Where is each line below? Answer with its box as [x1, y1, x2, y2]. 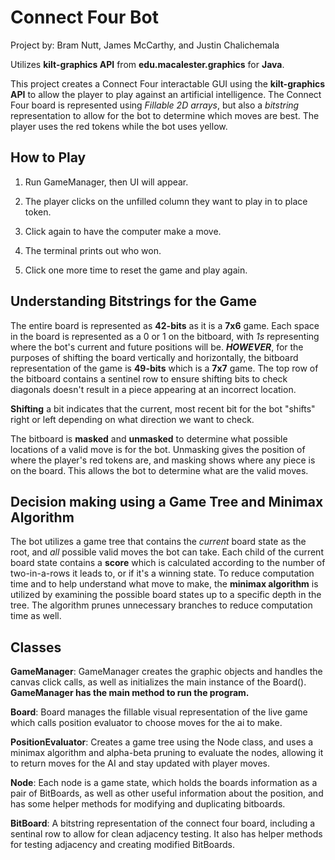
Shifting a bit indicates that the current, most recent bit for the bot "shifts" [10, 402, 316, 415]
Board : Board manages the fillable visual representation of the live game [10, 706, 308, 718]
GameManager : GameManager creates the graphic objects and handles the [10, 666, 323, 678]
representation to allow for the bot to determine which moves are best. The [10, 109, 320, 121]
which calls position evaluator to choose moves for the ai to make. [10, 717, 283, 729]
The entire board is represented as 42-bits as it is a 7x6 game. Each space [10, 319, 320, 331]
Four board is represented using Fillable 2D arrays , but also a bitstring [10, 99, 300, 111]
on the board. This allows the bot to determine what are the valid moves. [10, 464, 309, 476]
